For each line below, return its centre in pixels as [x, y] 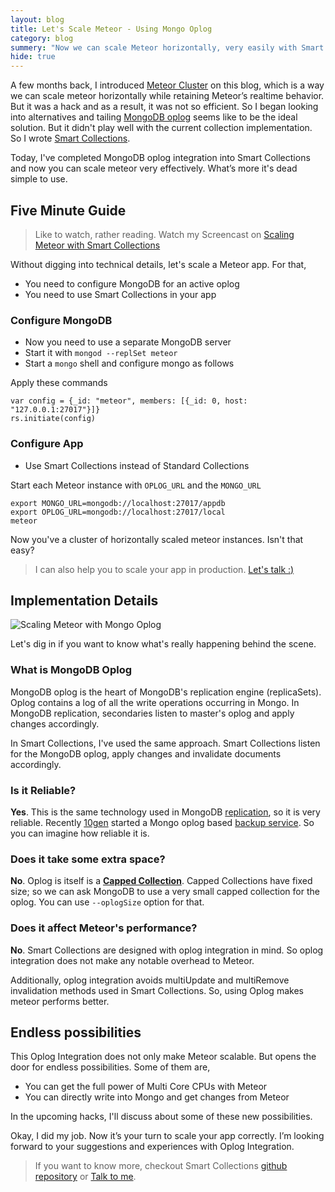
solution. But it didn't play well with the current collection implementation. [161, 128]
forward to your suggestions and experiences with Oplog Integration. [152, 1147]
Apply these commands [59, 383]
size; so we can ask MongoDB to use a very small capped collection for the [165, 892]
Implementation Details [84, 600]
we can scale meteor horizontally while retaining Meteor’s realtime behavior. [167, 96]
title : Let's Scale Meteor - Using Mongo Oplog [111, 29]
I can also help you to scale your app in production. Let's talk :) [164, 569]
